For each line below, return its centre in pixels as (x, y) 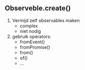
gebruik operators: (32, 36)
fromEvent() (32, 42)
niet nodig (30, 31)
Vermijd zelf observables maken (46, 20)
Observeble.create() (38, 8)
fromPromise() (35, 47)
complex (29, 26)
